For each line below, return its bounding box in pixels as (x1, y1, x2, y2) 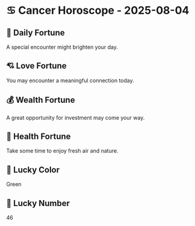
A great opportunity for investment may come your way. (6, 114, 145, 121)
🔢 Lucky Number (6, 198, 70, 208)
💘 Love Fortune (6, 61, 67, 71)
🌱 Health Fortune (6, 132, 71, 142)
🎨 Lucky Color (6, 165, 60, 175)
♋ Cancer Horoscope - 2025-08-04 (6, 4, 190, 17)
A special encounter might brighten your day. (6, 43, 119, 50)
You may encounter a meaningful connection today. (6, 76, 134, 84)
